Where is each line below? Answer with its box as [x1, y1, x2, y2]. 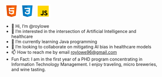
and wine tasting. [11, 67, 46, 72]
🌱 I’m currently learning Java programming [11, 39, 98, 45]
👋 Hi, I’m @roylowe [11, 23, 49, 29]
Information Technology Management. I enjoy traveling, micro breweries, [11, 62, 158, 67]
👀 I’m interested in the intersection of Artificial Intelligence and [11, 29, 137, 34]
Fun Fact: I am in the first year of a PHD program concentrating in [11, 56, 143, 62]
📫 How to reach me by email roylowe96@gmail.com [11, 49, 117, 55]
